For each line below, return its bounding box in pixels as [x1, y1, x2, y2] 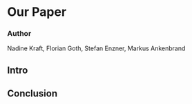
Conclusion [7, 87, 58, 100]
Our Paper [7, 4, 67, 20]
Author [7, 29, 32, 39]
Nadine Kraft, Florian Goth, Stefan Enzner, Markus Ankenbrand [7, 44, 186, 52]
